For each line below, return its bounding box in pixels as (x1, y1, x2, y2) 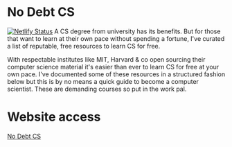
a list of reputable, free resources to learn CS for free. (7, 42, 161, 50)
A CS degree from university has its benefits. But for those (54, 27, 221, 35)
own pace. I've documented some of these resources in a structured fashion (7, 70, 226, 78)
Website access (7, 109, 101, 125)
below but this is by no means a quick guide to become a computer (7, 77, 199, 85)
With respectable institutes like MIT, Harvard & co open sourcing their (7, 55, 206, 63)
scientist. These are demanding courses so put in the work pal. (7, 85, 187, 93)
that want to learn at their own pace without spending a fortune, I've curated (7, 34, 225, 42)
